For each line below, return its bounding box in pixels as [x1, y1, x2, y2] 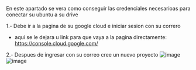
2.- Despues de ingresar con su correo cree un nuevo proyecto [6, 51, 159, 58]
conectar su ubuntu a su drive [6, 11, 78, 18]
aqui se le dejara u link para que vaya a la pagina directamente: [14, 34, 167, 40]
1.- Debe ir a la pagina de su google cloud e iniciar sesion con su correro [6, 23, 181, 29]
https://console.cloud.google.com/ [14, 40, 98, 47]
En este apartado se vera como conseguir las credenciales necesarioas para [6, 5, 191, 12]
